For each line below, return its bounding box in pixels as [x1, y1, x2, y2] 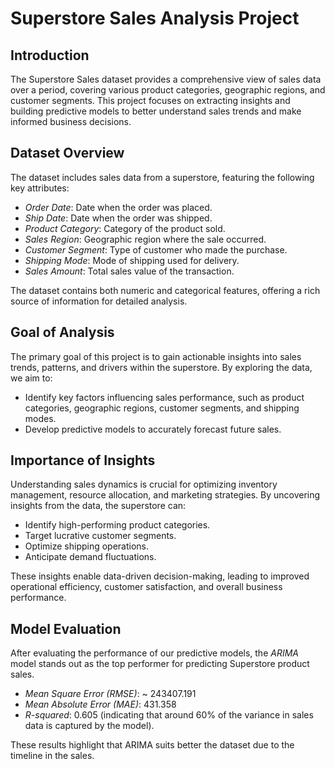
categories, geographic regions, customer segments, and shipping [24, 402, 300, 414]
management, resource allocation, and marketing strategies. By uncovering [10, 489, 321, 501]
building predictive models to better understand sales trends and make [10, 105, 302, 117]
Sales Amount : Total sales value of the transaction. [24, 265, 235, 277]
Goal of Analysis [10, 324, 115, 341]
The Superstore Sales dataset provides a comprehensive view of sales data [10, 73, 322, 85]
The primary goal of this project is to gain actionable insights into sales [10, 350, 302, 362]
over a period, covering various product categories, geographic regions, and [10, 84, 326, 96]
